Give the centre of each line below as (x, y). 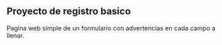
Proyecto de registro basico (69, 11)
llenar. (16, 35)
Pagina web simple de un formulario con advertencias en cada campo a (111, 28)
